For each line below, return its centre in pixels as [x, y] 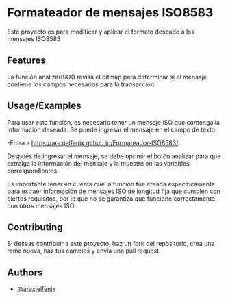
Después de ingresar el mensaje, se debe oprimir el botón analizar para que [114, 156]
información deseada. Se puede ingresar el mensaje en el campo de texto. [112, 129]
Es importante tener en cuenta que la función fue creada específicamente [111, 184]
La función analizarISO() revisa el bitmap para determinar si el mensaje [107, 77]
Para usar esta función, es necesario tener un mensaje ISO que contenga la [114, 122]
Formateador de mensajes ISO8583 [110, 13]
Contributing [35, 227]
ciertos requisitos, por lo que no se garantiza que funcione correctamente [111, 198]
